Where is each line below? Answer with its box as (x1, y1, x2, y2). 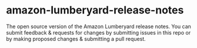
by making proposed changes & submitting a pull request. (6, 35, 146, 42)
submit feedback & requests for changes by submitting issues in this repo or (6, 29, 191, 36)
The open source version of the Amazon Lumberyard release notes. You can (6, 23, 191, 30)
